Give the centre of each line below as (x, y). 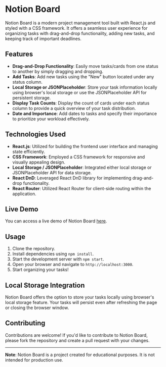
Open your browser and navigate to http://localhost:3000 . (73, 264)
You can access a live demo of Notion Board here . (56, 221)
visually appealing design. (39, 162)
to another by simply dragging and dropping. (58, 71)
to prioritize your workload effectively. (51, 119)
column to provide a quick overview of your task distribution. (74, 108)
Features (19, 54)
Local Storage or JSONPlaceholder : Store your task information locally (85, 87)
